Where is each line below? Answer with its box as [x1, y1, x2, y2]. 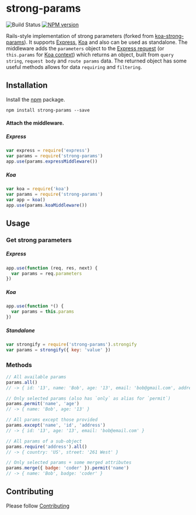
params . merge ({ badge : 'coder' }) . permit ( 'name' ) [6, 465, 129, 471]
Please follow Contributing [6, 502, 70, 509]
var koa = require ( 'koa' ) [6, 186, 69, 192]
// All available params [6, 374, 66, 380]
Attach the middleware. [6, 119, 64, 127]
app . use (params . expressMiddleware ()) [6, 158, 98, 165]
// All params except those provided [6, 417, 98, 423]
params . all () [6, 379, 38, 385]
